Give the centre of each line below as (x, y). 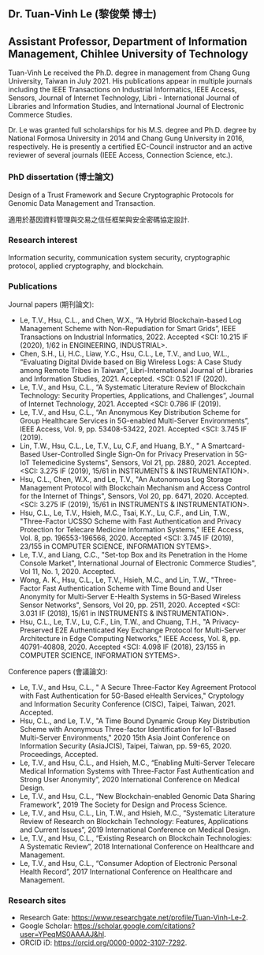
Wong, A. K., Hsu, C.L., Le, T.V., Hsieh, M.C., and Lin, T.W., (114, 580)
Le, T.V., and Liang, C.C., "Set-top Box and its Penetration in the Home (134, 555)
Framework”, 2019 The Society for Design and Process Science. (123, 805)
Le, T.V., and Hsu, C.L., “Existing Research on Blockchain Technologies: (136, 838)
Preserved (36, 630)
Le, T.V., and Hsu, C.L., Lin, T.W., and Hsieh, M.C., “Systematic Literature (137, 813)
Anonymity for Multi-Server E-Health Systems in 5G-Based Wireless (130, 597)
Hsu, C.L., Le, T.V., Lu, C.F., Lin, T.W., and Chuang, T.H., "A (115, 622)
